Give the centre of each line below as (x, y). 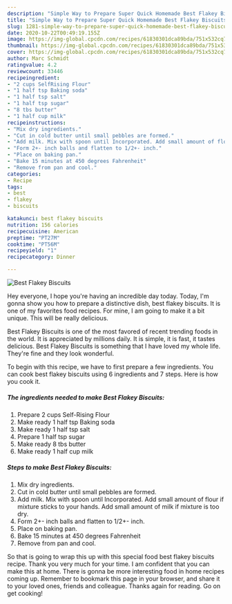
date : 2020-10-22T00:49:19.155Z (54, 33)
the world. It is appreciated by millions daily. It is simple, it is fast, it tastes (111, 339)
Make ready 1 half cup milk (55, 451)
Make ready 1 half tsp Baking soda (66, 422)
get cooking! (25, 593)
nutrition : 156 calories (43, 225)
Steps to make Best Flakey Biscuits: (59, 467)
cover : (17, 52)
